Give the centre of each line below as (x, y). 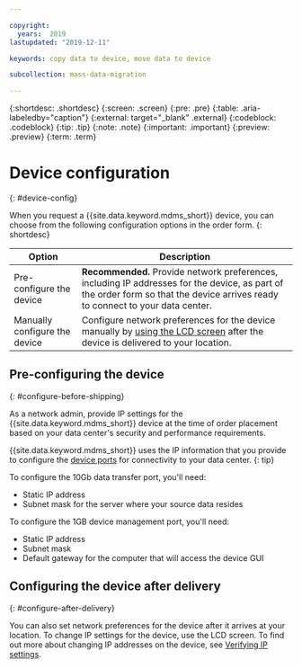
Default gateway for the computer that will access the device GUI (143, 557)
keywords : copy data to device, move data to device (110, 58)
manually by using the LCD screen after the (173, 332)
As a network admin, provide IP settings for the (97, 414)
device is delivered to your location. (156, 343)
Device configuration (90, 173)
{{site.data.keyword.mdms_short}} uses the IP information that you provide (148, 450)
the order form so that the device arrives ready (180, 295)
